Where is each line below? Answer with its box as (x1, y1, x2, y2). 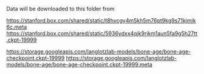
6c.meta (6, 24, 27, 30)
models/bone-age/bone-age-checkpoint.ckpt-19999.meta (6, 61, 152, 68)
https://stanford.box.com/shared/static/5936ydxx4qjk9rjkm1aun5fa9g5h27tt (6, 30, 198, 37)
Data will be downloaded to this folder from (6, 5, 114, 12)
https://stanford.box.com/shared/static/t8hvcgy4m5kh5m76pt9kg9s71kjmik (6, 17, 196, 24)
